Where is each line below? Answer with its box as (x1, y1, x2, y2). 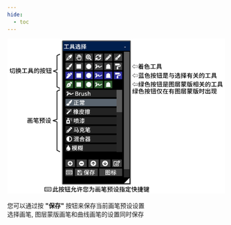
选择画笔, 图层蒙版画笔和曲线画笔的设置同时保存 (7, 211, 144, 219)
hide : (7, 11, 23, 18)
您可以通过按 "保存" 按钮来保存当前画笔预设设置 (7, 202, 145, 210)
